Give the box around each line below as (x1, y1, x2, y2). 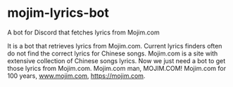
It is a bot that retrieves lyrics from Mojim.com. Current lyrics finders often (7, 41, 222, 50)
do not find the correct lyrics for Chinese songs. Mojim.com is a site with (7, 49, 218, 58)
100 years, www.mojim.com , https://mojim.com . (7, 72, 146, 80)
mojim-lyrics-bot (7, 5, 109, 21)
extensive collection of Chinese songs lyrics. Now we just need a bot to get (7, 56, 226, 65)
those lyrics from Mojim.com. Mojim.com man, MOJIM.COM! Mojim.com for (7, 64, 227, 72)
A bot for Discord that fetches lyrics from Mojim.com (7, 28, 160, 36)
